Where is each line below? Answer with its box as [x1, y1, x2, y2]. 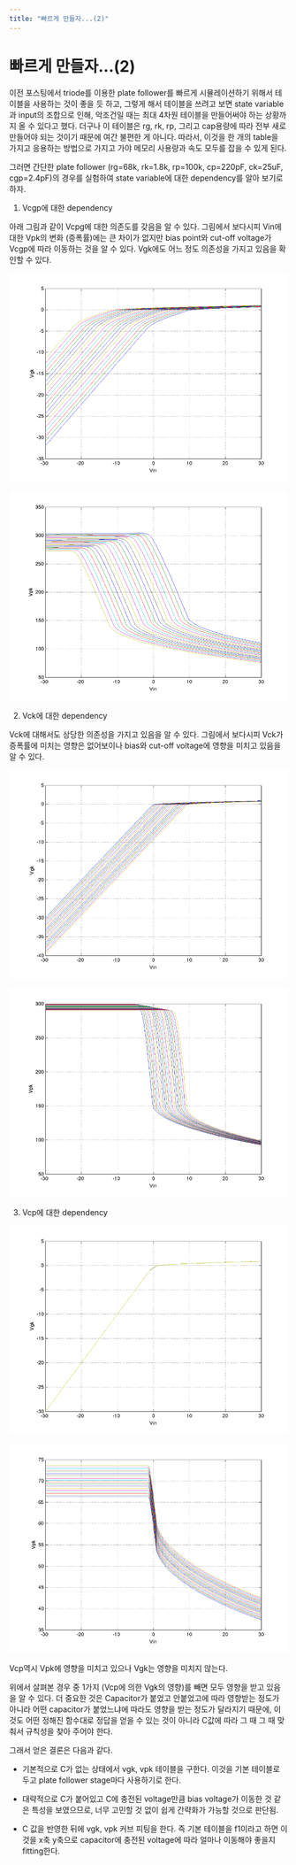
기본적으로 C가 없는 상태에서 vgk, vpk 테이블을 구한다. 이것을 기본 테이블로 [21, 1763, 281, 1774]
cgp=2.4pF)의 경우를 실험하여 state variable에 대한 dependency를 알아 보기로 [9, 173, 284, 183]
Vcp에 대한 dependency [21, 1206, 109, 1217]
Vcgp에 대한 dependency [21, 202, 113, 212]
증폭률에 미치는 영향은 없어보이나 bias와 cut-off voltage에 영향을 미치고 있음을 [9, 740, 281, 751]
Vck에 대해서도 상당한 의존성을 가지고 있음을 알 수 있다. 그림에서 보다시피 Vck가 [9, 728, 284, 739]
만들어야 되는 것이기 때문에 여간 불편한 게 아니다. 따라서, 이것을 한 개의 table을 [9, 131, 279, 142]
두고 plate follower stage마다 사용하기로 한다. [21, 1775, 181, 1785]
